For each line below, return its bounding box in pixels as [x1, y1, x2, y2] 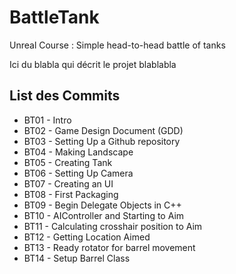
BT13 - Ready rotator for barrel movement [23, 241, 196, 253]
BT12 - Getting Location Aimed [23, 231, 151, 243]
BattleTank [9, 6, 100, 29]
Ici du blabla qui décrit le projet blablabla [9, 58, 177, 70]
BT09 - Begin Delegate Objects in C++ [23, 199, 182, 211]
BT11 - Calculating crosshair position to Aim [23, 220, 203, 232]
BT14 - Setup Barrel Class [23, 252, 131, 264]
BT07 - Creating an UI [23, 177, 114, 190]
